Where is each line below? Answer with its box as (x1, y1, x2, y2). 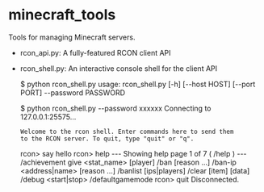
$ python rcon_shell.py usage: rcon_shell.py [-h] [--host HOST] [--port (19, 79, 256, 89)
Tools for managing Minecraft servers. (8, 32, 136, 42)
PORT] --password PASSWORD (19, 87, 126, 98)
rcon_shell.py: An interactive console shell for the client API (19, 63, 218, 73)
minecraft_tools (8, 6, 116, 24)
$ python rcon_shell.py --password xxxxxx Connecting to (19, 103, 212, 113)
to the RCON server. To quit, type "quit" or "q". (19, 135, 195, 143)
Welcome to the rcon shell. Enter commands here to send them (19, 127, 234, 136)
